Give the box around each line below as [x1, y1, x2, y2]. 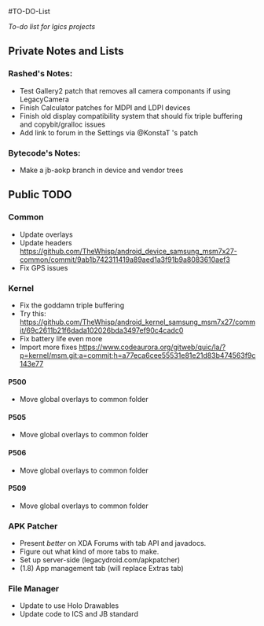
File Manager [8, 584, 60, 594]
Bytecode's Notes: [8, 147, 81, 158]
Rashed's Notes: [8, 68, 73, 79]
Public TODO [8, 188, 72, 201]
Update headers [19, 238, 72, 247]
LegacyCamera [19, 94, 69, 104]
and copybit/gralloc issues [19, 120, 106, 129]
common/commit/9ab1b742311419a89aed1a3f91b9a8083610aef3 [19, 255, 230, 264]
